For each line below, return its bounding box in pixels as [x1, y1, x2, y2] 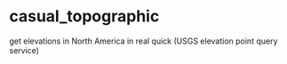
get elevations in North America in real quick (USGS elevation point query [9, 36, 278, 46]
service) [9, 44, 40, 55]
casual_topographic [9, 6, 160, 27]
